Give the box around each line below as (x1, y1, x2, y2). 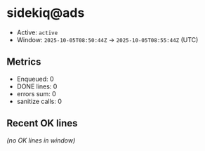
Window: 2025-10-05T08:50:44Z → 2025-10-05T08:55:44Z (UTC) (16, 35, 199, 44)
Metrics (6, 56, 41, 68)
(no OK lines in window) (6, 136, 76, 145)
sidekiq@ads (6, 5, 85, 21)
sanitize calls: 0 (16, 97, 62, 105)
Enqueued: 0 (16, 74, 54, 83)
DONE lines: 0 (16, 82, 58, 91)
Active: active (16, 28, 58, 37)
